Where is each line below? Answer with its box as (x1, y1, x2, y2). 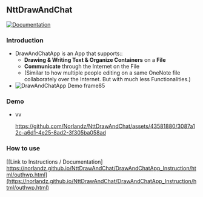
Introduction (6, 36, 44, 44)
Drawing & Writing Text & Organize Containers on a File (24, 56, 166, 64)
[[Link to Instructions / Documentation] (6, 158, 103, 165)
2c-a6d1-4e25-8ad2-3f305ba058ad (15, 129, 106, 136)
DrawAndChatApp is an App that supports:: (15, 50, 123, 57)
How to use (6, 144, 41, 153)
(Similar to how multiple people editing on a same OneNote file (24, 69, 181, 76)
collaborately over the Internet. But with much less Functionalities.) (24, 76, 191, 83)
